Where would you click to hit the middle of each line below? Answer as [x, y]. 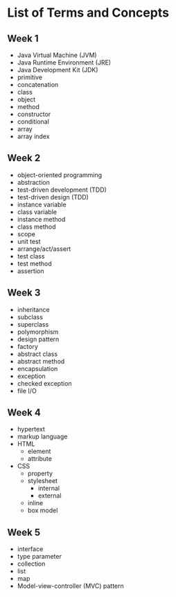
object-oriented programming [60, 174]
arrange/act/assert [44, 249]
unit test [29, 241]
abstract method [41, 361]
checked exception [44, 383]
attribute [39, 459]
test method [34, 263]
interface [30, 549]
